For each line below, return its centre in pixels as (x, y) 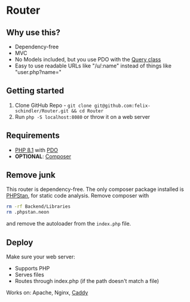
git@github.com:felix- (122, 106)
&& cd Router (88, 111)
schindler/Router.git (42, 111)
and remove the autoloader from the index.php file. (69, 224)
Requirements (33, 136)
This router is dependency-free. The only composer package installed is (95, 189)
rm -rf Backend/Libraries (38, 207)
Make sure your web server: (41, 257)
